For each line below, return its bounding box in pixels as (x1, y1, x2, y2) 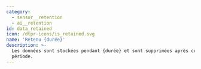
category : (6, 8, 31, 15)
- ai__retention (11, 20, 52, 26)
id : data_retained (6, 25, 52, 32)
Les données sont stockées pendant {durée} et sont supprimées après (11, 48, 188, 54)
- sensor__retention (11, 14, 63, 20)
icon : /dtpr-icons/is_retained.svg (6, 31, 95, 37)
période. (11, 53, 33, 59)
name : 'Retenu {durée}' (6, 37, 66, 43)
